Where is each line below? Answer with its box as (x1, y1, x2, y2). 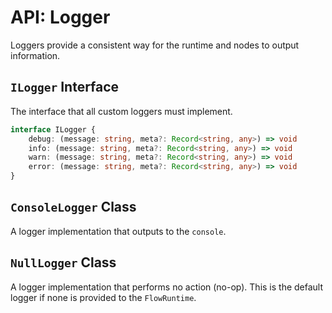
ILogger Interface (10, 79, 120, 96)
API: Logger (10, 6, 111, 29)
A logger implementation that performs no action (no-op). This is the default (10, 281, 324, 293)
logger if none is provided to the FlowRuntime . (10, 291, 197, 303)
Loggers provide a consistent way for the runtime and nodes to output (10, 39, 300, 51)
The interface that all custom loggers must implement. (10, 105, 233, 117)
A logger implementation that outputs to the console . (10, 225, 227, 237)
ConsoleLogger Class (10, 199, 137, 216)
